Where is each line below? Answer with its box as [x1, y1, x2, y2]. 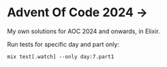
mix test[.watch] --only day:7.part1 [7, 53, 115, 60]
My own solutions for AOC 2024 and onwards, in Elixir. [7, 27, 160, 35]
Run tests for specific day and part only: [7, 40, 119, 48]
